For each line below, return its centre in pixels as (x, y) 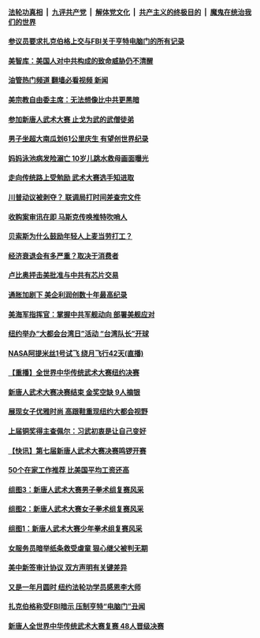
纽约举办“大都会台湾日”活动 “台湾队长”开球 (79, 334)
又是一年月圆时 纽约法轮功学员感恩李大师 (75, 587)
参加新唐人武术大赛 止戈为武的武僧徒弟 (71, 119)
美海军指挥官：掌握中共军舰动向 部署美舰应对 (82, 314)
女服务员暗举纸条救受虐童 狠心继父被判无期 (78, 548)
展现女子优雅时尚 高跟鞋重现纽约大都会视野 (78, 412)
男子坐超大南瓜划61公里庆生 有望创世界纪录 (78, 139)
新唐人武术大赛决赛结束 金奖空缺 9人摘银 (74, 392)
